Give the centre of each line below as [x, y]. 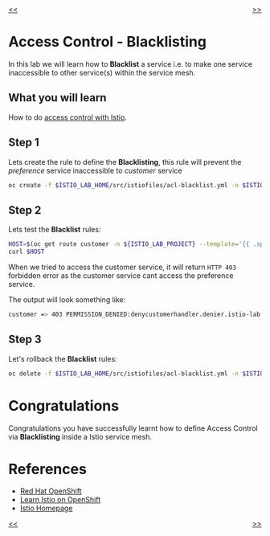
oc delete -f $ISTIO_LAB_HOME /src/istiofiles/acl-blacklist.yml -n [124, 374]
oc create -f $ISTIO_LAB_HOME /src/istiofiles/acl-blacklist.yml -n [124, 185]
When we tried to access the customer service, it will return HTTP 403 [123, 267]
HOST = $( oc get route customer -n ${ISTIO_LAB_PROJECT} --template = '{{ [129, 244]
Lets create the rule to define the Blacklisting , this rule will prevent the [125, 162]
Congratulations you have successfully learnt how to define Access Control [133, 428]
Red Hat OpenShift [51, 491]
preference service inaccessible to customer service [95, 170]
